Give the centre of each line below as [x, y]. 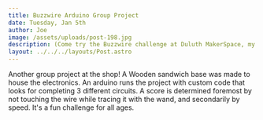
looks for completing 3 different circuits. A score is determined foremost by [130, 91]
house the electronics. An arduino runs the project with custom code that [127, 82]
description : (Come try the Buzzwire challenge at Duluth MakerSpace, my [132, 45]
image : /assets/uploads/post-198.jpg [70, 37]
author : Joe [28, 30]
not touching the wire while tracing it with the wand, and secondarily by [124, 99]
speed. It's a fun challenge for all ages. [71, 107]
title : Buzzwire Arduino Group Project [74, 15]
